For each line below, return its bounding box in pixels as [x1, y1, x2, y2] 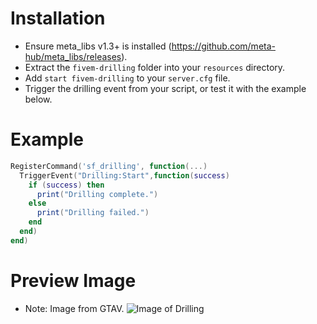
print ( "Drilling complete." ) [36, 189, 159, 199]
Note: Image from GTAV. [24, 302, 125, 314]
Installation [10, 7, 106, 30]
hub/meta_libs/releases [24, 50, 122, 62]
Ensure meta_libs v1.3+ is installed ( [24, 40, 172, 52]
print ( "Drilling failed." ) [36, 208, 150, 218]
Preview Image [10, 269, 137, 292]
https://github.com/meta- [171, 40, 276, 52]
